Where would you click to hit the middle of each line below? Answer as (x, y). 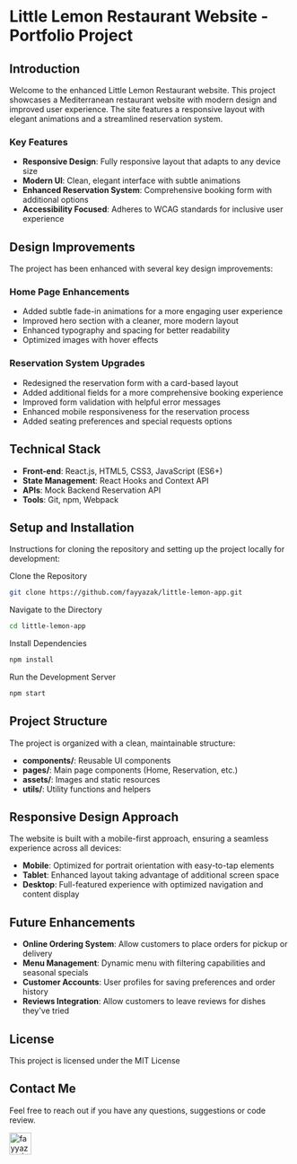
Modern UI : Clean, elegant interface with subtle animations (131, 180)
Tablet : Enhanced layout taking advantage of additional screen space (151, 875)
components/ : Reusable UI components (96, 760)
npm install (31, 660)
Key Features (39, 142)
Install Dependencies (48, 643)
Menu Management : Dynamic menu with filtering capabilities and (144, 963)
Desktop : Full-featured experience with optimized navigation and (143, 885)
